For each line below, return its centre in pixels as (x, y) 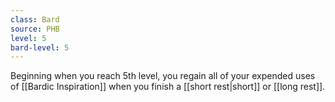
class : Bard (35, 19)
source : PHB (35, 29)
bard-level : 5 (40, 47)
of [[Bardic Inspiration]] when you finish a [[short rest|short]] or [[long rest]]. (168, 87)
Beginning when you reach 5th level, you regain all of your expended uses (163, 76)
